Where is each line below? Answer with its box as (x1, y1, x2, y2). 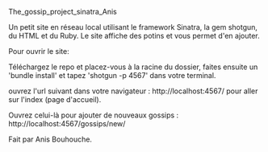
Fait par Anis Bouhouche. (8, 134, 93, 144)
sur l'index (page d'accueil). (8, 95, 102, 104)
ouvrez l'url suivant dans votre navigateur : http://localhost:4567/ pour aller (8, 86, 258, 96)
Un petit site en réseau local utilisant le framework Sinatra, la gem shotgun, (8, 23, 258, 31)
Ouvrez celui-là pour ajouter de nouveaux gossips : (8, 110, 179, 120)
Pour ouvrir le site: (8, 47, 70, 55)
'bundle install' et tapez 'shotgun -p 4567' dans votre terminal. (8, 71, 216, 80)
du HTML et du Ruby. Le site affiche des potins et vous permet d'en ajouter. (8, 31, 260, 40)
